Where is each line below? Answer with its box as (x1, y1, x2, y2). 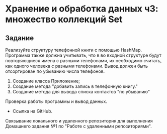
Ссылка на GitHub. (12, 108, 53, 114)
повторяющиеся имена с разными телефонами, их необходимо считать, (5, 58, 162, 63)
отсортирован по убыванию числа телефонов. (5, 68, 105, 74)
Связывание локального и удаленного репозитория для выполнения (5, 118, 153, 123)
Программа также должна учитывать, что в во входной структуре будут (5, 52, 162, 58)
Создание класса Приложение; (12, 78, 80, 84)
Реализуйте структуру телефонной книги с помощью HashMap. (5, 47, 142, 53)
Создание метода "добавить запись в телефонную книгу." (12, 83, 138, 89)
